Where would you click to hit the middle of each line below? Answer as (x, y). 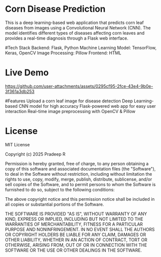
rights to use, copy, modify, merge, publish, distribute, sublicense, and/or (79, 179)
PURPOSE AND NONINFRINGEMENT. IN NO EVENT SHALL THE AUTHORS (80, 229)
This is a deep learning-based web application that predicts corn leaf (74, 23)
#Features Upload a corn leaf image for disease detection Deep (69, 101)
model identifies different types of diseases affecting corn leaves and (75, 33)
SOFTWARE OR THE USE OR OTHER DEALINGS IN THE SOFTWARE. (73, 250)
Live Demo (27, 73)
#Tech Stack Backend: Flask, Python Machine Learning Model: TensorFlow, (81, 47)
